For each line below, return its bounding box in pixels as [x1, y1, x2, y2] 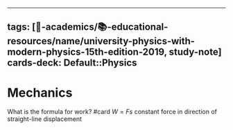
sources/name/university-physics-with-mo [7, 35, 196, 47]
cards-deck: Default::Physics [7, 57, 137, 69]
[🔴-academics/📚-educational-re [32, 21, 169, 33]
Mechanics [7, 84, 73, 100]
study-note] [169, 46, 222, 58]
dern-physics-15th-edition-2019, [7, 46, 168, 58]
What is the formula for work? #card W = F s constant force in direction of [7, 108, 217, 116]
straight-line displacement [7, 115, 82, 123]
